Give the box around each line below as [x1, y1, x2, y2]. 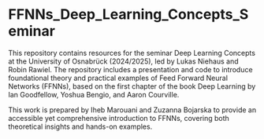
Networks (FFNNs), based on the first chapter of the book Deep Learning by [8, 81, 256, 91]
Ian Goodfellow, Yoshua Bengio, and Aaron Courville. [8, 90, 180, 99]
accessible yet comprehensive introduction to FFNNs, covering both [8, 113, 230, 123]
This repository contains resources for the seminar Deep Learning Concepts [8, 48, 256, 57]
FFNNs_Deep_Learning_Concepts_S [8, 5, 249, 24]
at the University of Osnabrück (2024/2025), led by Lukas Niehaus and [8, 57, 239, 66]
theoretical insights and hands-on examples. [8, 122, 153, 131]
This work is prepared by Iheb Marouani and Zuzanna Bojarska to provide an [8, 104, 257, 115]
